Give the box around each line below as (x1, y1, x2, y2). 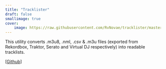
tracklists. (5, 49, 25, 55)
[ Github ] (5, 59, 22, 65)
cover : (5, 21, 19, 26)
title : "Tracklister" (5, 7, 50, 12)
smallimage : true (5, 16, 41, 21)
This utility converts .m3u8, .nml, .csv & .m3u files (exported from (5, 39, 138, 45)
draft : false (5, 12, 32, 17)
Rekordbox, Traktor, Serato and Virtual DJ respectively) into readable (5, 44, 145, 50)
